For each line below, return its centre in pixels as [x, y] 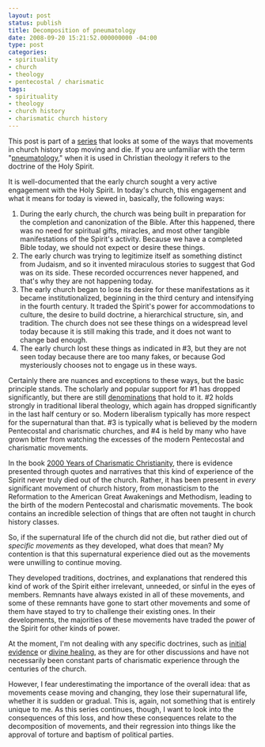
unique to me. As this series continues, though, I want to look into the [121, 709]
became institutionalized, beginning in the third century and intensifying [136, 298]
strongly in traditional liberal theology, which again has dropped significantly [132, 405]
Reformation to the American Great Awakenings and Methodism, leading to [130, 496]
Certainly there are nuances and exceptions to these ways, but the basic [126, 380]
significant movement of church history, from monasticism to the [114, 488]
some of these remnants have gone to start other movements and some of [129, 603]
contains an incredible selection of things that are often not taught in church [132, 513]
